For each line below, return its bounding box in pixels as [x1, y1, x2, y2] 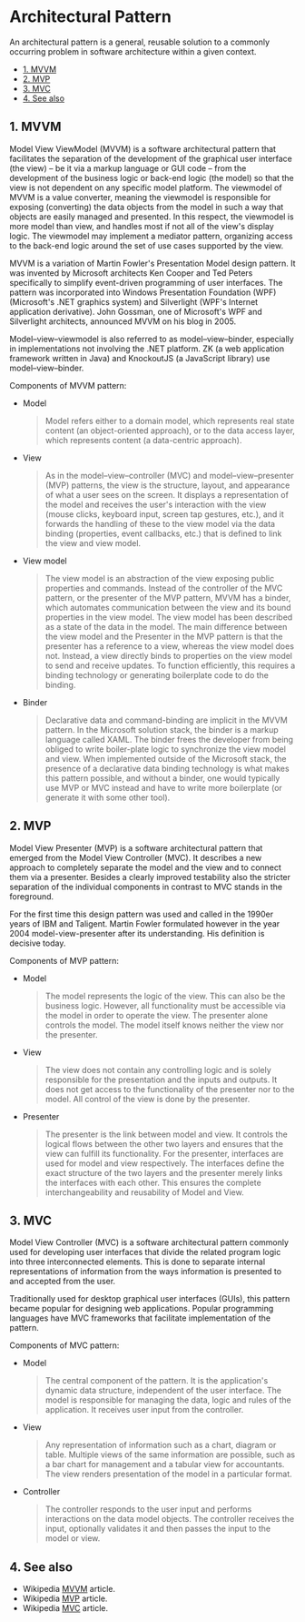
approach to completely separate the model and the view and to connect [9, 862, 281, 873]
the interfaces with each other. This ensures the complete [44, 1177, 261, 1188]
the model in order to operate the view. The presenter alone [44, 1009, 269, 1020]
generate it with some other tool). [44, 792, 171, 803]
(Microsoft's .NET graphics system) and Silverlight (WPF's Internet [9, 296, 259, 307]
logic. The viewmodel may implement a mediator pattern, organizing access [9, 230, 293, 241]
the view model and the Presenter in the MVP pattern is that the [44, 631, 283, 642]
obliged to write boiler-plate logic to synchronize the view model [44, 744, 286, 755]
